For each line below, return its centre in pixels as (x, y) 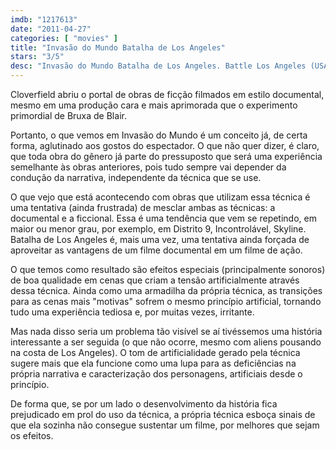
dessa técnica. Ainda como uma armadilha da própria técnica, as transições (166, 290)
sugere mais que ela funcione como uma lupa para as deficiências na (153, 363)
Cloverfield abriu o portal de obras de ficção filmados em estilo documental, (167, 94)
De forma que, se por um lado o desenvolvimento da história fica (144, 404)
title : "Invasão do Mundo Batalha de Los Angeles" (118, 47)
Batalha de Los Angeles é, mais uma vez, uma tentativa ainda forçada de (160, 239)
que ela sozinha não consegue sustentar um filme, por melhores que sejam (165, 425)
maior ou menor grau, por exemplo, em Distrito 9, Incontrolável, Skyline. (158, 229)
